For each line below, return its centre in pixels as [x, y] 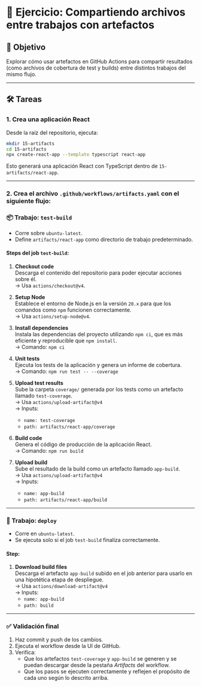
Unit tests [27, 358]
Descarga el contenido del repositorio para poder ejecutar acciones [98, 273]
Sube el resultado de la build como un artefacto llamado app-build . [98, 468]
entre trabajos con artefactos [80, 25]
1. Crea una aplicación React [48, 119]
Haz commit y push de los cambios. [59, 639]
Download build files [41, 567]
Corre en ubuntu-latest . [45, 534]
